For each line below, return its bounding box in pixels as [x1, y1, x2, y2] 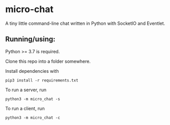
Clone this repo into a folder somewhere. [5, 58, 91, 64]
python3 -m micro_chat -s [5, 96, 60, 102]
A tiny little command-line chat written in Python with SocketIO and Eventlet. [5, 20, 165, 26]
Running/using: [5, 35, 56, 44]
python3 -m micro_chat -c [5, 115, 60, 120]
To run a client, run [5, 105, 45, 111]
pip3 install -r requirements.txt [5, 77, 79, 83]
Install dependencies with [5, 68, 59, 74]
